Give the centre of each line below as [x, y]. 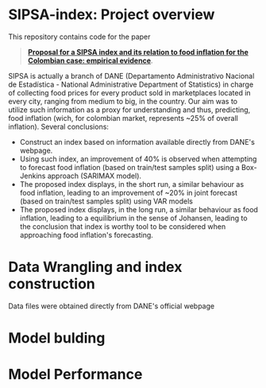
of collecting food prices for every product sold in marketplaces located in [130, 92]
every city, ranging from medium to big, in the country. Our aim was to [123, 101]
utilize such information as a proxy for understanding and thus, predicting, [129, 110]
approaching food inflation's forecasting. [86, 235]
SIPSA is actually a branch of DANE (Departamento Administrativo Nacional [131, 76]
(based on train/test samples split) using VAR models [106, 201]
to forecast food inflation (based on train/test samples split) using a [129, 167]
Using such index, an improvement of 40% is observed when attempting [138, 159]
